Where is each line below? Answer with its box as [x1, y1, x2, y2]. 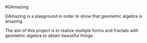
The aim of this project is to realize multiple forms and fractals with [5, 28, 139, 33]
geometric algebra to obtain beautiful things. [5, 33, 94, 38]
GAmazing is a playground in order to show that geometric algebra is [5, 13, 143, 19]
